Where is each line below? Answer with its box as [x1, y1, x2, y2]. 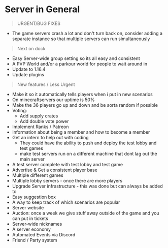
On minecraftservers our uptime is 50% [12, 97, 95, 103]
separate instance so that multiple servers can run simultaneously [12, 36, 150, 42]
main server [19, 156, 45, 162]
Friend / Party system [12, 237, 57, 243]
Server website [12, 204, 44, 210]
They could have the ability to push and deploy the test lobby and [19, 140, 157, 146]
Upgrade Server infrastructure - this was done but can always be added [12, 183, 163, 189]
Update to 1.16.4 [12, 66, 46, 72]
